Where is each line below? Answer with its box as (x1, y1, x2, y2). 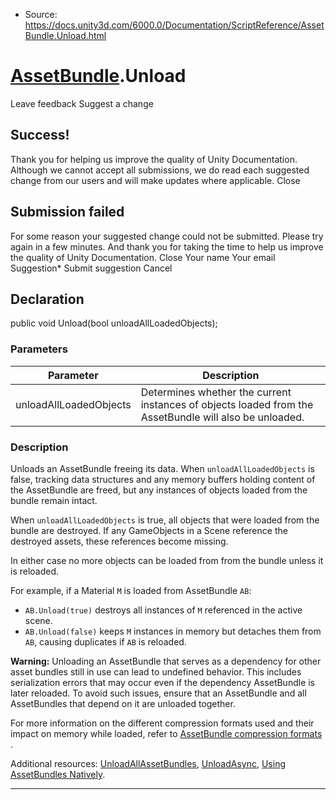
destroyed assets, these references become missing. (10, 535, 229, 547)
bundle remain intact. (10, 494, 98, 506)
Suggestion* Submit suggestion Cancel (10, 262, 173, 274)
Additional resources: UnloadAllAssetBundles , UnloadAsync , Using (10, 757, 286, 769)
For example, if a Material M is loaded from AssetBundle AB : (10, 584, 252, 596)
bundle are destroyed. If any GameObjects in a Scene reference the (10, 524, 288, 536)
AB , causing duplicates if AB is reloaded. (24, 635, 187, 648)
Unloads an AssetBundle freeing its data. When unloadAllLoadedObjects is (10, 462, 315, 474)
